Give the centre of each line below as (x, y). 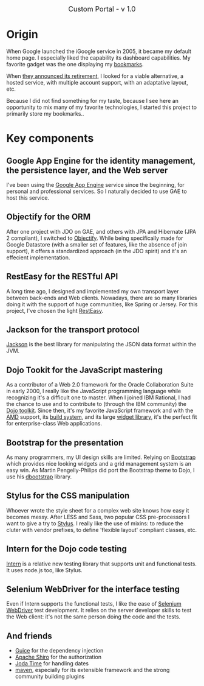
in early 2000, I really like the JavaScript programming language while (94, 391)
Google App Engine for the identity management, (101, 160)
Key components (50, 138)
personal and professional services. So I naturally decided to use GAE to (97, 191)
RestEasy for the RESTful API (62, 277)
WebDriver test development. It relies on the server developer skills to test (99, 611)
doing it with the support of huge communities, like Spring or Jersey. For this (102, 304)
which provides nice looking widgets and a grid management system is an (99, 464)
